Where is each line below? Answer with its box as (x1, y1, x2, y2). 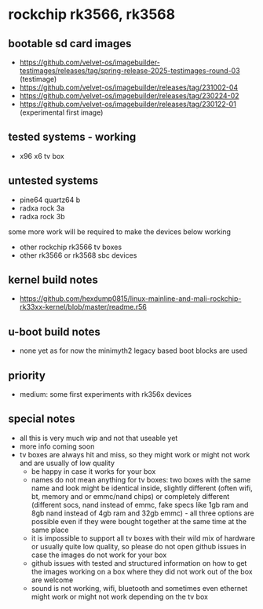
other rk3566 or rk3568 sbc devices (19, 250, 137, 260)
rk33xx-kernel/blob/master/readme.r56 (19, 303, 147, 312)
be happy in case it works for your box (31, 466, 156, 476)
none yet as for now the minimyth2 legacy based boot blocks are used (19, 346, 248, 355)
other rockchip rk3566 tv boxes (19, 242, 122, 251)
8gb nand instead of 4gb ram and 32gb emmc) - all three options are (31, 508, 255, 518)
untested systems (8, 174, 99, 188)
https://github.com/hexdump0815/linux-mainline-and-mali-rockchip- (19, 294, 242, 303)
